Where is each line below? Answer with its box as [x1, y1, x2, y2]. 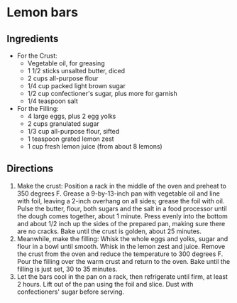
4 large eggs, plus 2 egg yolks [27, 112, 116, 120]
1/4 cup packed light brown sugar [27, 82, 126, 90]
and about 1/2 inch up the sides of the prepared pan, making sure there [16, 219, 226, 228]
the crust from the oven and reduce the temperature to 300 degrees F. [16, 250, 224, 258]
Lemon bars [6, 4, 79, 21]
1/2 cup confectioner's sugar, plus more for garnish [27, 90, 178, 97]
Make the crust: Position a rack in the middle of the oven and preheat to [16, 181, 226, 190]
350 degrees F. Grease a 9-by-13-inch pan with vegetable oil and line [16, 189, 221, 198]
